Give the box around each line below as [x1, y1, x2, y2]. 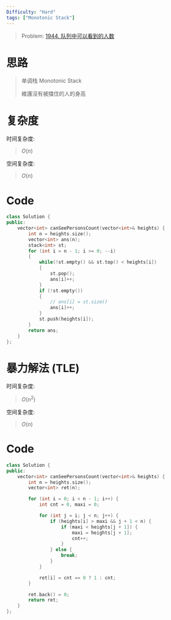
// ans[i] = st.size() [49, 299, 108, 305]
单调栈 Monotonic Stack [21, 77, 82, 84]
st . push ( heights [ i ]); [38, 316, 95, 323]
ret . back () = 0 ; [28, 591, 70, 597]
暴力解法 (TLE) [6, 361, 80, 375]
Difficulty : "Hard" [6, 9, 56, 15]
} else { [49, 547, 72, 553]
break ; [60, 552, 78, 559]
